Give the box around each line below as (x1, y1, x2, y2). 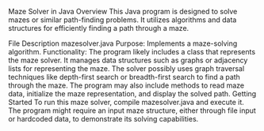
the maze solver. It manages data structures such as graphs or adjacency (8, 55, 248, 65)
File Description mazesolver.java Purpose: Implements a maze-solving (8, 39, 238, 48)
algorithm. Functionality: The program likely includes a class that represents (8, 47, 256, 56)
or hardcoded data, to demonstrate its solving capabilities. (8, 114, 199, 123)
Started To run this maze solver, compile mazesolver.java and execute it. (8, 98, 244, 107)
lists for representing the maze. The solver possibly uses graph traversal (8, 64, 245, 73)
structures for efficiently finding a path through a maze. (8, 24, 189, 32)
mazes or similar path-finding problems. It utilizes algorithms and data (8, 15, 237, 24)
